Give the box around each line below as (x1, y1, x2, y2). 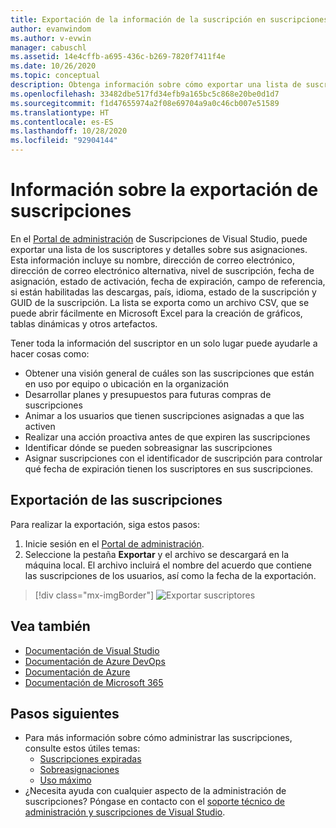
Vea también (10, 618, 91, 635)
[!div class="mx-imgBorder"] (34, 589, 155, 601)
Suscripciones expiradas (39, 753, 142, 765)
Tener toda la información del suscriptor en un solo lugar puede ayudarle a (10, 337, 318, 349)
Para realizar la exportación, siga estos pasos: (10, 518, 200, 530)
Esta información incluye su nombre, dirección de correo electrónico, (10, 254, 296, 266)
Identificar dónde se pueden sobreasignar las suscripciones (24, 441, 273, 453)
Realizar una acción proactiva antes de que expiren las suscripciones (24, 431, 311, 443)
